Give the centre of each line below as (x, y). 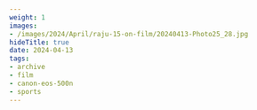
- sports (25, 91)
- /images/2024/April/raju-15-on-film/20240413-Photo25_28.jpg (129, 34)
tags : (19, 59)
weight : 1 (28, 17)
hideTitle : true (39, 42)
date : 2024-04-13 (41, 51)
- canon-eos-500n (41, 83)
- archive (28, 67)
